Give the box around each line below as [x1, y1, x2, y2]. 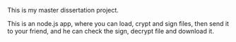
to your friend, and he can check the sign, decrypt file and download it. [7, 27, 214, 35]
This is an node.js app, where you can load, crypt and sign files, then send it [7, 20, 230, 27]
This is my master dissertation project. [7, 6, 119, 14]
